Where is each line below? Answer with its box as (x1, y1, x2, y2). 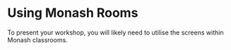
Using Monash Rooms (7, 5, 138, 21)
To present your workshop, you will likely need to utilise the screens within (7, 28, 224, 37)
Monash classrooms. (7, 35, 69, 44)
